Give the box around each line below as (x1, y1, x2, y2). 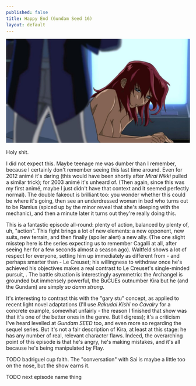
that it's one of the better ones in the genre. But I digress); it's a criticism (6, 313, 180, 320)
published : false (6, 9, 48, 15)
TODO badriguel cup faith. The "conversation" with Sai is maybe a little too (6, 356, 185, 363)
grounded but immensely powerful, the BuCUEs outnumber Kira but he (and (6, 277, 188, 284)
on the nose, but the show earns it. (6, 362, 90, 369)
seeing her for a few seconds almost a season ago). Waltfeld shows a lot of (6, 246, 187, 253)
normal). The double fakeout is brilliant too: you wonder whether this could (6, 191, 185, 198)
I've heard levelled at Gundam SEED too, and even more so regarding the (6, 319, 182, 326)
